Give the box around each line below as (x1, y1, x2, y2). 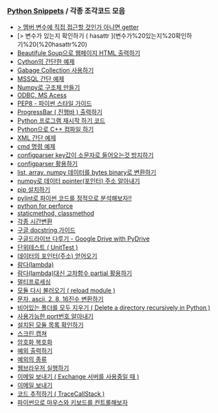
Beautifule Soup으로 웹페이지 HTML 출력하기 (17, 49, 141, 57)
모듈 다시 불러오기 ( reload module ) (17, 286, 116, 294)
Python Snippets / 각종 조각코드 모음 (7, 6, 126, 15)
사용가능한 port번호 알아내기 (17, 312, 94, 321)
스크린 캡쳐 (17, 330, 47, 338)
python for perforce (17, 202, 74, 210)
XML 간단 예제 (17, 134, 56, 142)
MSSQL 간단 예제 (17, 74, 65, 83)
